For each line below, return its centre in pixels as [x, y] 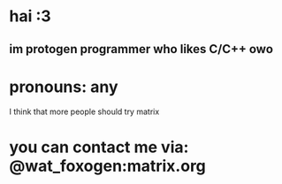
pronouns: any [64, 87]
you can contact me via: [99, 147]
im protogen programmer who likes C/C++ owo [141, 49]
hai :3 [30, 16]
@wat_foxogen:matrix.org [107, 166]
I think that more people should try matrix [84, 111]
